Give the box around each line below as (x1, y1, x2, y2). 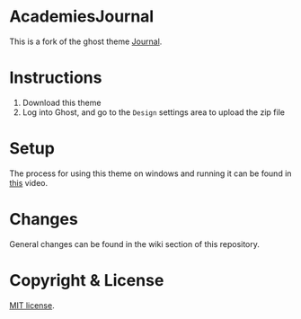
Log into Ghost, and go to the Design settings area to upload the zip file (22, 106, 286, 118)
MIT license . (9, 299, 56, 311)
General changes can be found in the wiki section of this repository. (9, 238, 261, 249)
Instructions (9, 67, 102, 88)
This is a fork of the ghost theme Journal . (9, 36, 163, 47)
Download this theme (22, 97, 102, 108)
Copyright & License (9, 270, 164, 290)
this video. (9, 177, 48, 188)
